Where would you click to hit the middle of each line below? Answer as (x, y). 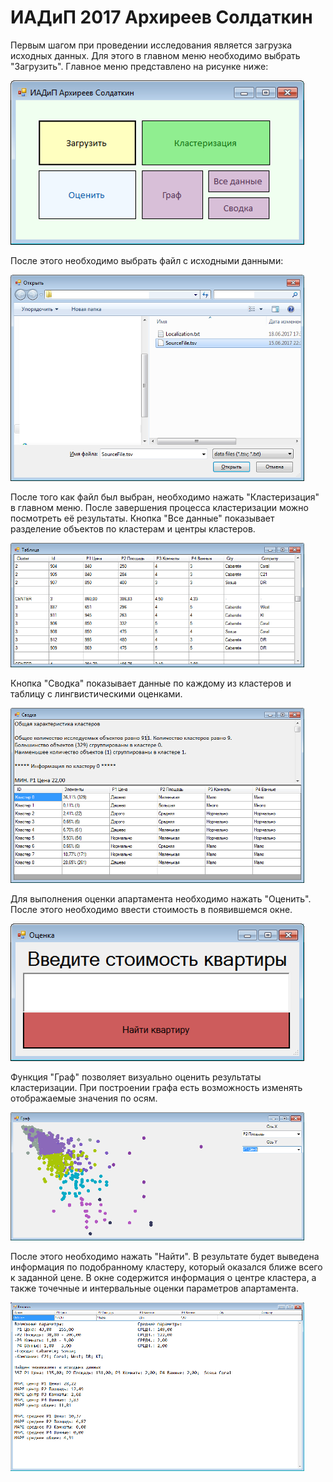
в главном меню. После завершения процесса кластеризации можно (159, 507)
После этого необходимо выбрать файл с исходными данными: (147, 260)
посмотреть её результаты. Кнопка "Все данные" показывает (142, 518)
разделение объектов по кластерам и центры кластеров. (133, 528)
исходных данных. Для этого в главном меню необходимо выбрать (155, 55)
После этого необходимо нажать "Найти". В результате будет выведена (165, 1256)
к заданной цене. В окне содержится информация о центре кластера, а (163, 1277)
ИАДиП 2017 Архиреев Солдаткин (161, 17)
